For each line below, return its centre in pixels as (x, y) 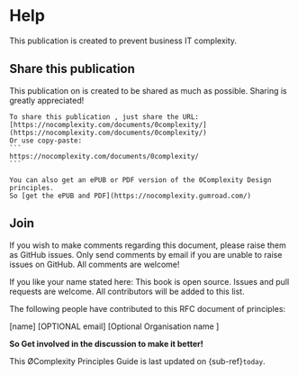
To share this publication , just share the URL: (104, 117)
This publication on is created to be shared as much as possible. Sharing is (148, 90)
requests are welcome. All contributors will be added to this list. (127, 291)
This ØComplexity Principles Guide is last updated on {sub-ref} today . (137, 361)
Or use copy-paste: (46, 141)
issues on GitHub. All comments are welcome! (95, 264)
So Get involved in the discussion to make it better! (107, 343)
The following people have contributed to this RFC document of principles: (148, 308)
